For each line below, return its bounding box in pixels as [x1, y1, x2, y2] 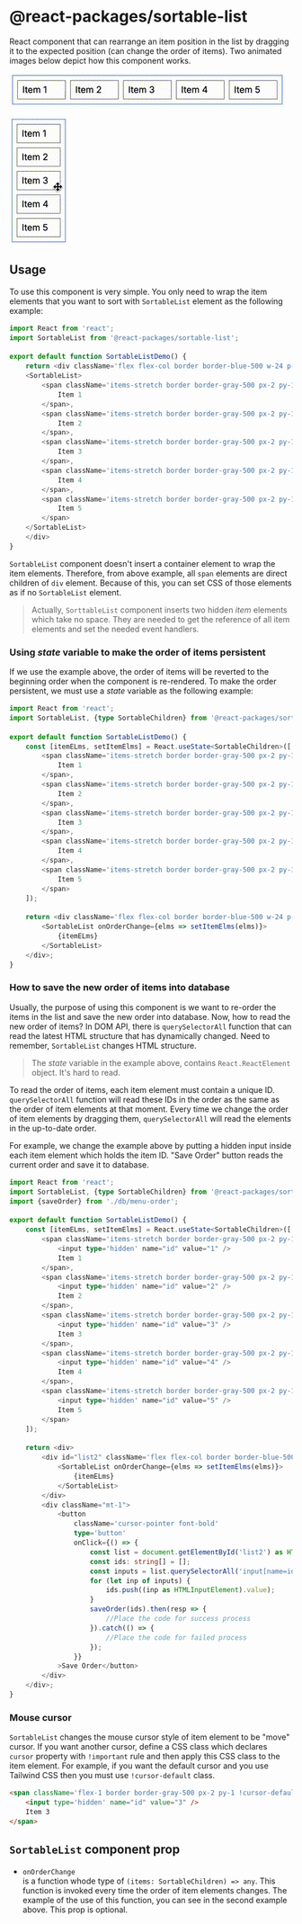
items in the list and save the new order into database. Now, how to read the [9, 1011, 291, 1022]
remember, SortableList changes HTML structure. [9, 1040, 197, 1051]
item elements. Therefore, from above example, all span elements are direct [9, 568, 288, 578]
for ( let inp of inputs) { [89, 1576, 191, 1585]
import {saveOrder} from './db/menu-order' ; [9, 1196, 179, 1206]
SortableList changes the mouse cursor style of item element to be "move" [9, 1732, 290, 1742]
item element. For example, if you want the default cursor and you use [9, 1760, 270, 1771]
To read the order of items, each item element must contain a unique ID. [9, 1084, 276, 1095]
